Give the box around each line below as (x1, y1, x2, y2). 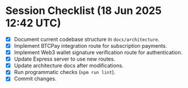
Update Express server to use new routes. (13, 55, 116, 62)
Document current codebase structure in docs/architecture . (13, 36, 160, 43)
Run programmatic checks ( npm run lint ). (13, 69, 116, 76)
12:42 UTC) (5, 16, 61, 30)
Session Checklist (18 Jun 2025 (5, 4, 162, 17)
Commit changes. (13, 75, 57, 82)
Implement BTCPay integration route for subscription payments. (13, 43, 168, 49)
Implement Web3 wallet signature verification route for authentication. (13, 49, 183, 56)
